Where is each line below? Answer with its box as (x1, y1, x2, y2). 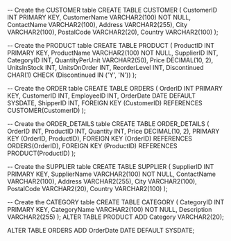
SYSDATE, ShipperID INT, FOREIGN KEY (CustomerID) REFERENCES (7, 99, 203, 107)
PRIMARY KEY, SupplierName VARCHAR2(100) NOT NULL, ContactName (7, 170, 216, 178)
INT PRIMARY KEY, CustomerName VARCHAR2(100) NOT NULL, (7, 13, 191, 21)
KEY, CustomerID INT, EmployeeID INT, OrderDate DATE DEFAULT (7, 91, 196, 100)
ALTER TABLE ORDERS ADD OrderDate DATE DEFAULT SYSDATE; (7, 226, 195, 234)
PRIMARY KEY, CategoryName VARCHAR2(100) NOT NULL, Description (7, 206, 212, 213)
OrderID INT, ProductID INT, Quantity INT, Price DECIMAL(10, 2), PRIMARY (7, 127, 220, 135)
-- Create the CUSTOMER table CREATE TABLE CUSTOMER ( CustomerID (7, 6, 218, 14)
